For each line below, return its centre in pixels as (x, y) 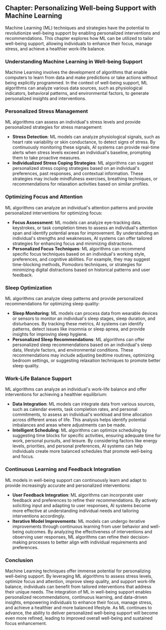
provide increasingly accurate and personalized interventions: (68, 485)
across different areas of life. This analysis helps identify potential (79, 420)
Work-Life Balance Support (38, 378)
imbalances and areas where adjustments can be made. (69, 425)
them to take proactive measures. (46, 158)
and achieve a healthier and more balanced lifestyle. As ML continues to (79, 607)
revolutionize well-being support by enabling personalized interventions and (83, 33)
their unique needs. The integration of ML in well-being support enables (78, 591)
